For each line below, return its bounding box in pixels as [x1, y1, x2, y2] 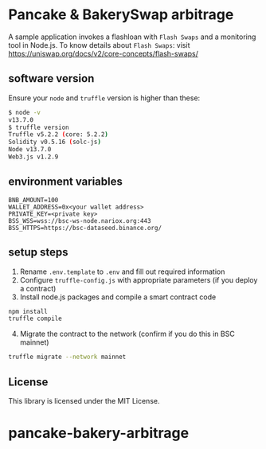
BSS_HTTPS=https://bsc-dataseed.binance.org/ [8, 224, 162, 232]
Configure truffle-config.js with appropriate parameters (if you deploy [19, 275, 258, 284]
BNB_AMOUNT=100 [8, 196, 59, 204]
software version [8, 72, 95, 85]
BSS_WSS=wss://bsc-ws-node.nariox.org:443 [8, 217, 151, 224]
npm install [8, 307, 48, 315]
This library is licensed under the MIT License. [8, 396, 160, 405]
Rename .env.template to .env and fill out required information [19, 267, 225, 276]
